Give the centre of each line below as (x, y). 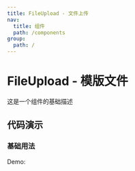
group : (16, 39)
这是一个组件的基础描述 (40, 101)
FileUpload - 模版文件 (67, 81)
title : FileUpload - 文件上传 (48, 13)
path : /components (40, 32)
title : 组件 (29, 26)
